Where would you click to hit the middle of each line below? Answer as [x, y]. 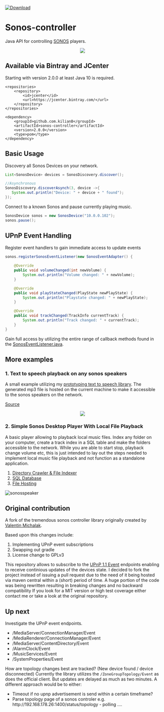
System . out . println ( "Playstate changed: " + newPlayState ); [85, 298]
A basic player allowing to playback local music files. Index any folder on [79, 437]
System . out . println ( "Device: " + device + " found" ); [68, 193]
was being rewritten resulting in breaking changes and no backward [74, 586]
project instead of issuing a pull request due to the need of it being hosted [80, 575]
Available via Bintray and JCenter [57, 66]
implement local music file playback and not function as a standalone [75, 458]
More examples [29, 360]
